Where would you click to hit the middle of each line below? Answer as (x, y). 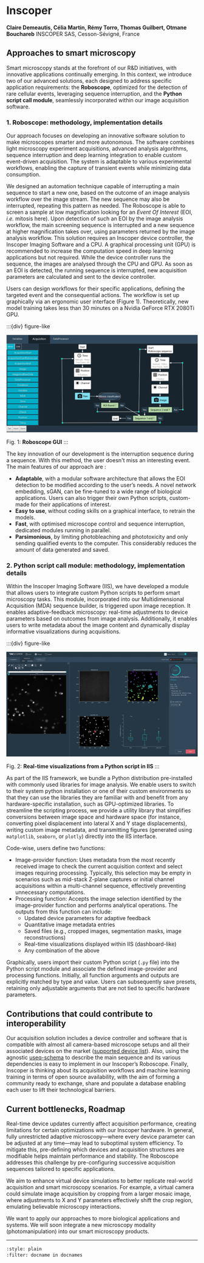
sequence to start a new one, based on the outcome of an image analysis (98, 193)
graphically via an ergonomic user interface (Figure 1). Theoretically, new (98, 301)
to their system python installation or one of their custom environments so (99, 791)
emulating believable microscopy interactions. (64, 1207)
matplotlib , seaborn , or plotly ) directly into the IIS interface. (82, 836)
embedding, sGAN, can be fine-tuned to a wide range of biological (98, 491)
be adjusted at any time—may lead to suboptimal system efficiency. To (95, 1143)
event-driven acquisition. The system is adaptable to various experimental (99, 161)
